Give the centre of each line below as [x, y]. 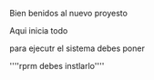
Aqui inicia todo [39, 30]
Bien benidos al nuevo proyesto [68, 13]
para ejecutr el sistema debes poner [77, 48]
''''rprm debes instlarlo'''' [57, 66]
